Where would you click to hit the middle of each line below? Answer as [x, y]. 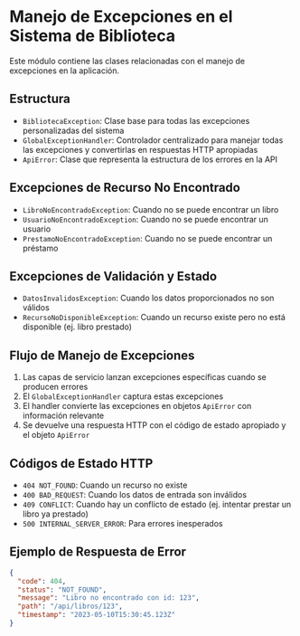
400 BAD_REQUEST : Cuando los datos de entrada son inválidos [134, 494]
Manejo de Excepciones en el [121, 17]
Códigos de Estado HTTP [81, 463]
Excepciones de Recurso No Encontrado [125, 188]
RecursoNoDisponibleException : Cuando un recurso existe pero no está [154, 318]
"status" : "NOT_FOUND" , [62, 590]
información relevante [63, 416]
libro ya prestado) [55, 514]
